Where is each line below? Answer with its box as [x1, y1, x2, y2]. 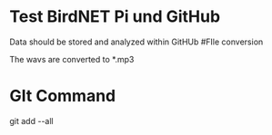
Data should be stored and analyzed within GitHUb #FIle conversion [9, 36, 264, 47]
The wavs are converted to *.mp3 [9, 53, 135, 64]
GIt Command [9, 86, 116, 106]
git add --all [9, 115, 54, 126]
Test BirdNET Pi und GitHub [9, 6, 221, 27]
